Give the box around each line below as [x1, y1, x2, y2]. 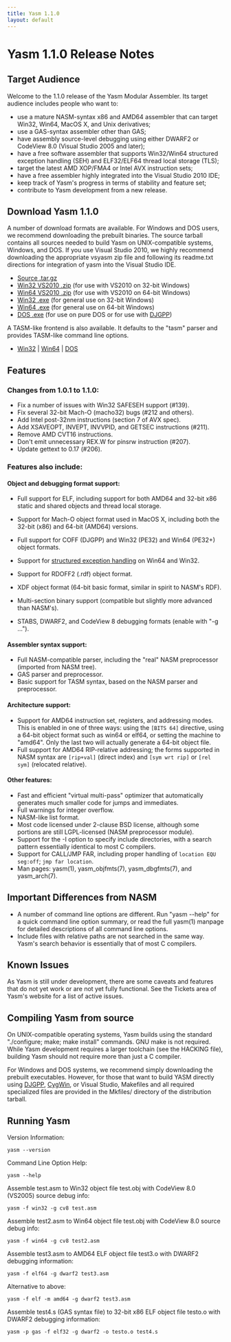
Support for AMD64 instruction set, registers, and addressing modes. [16, 716, 214, 724]
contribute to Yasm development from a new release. [16, 185, 168, 194]
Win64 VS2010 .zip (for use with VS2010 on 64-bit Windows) [16, 289, 190, 297]
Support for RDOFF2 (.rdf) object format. [16, 570, 133, 578]
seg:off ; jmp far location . [16, 857, 94, 865]
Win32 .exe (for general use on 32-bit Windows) [16, 296, 155, 304]
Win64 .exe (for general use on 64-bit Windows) [16, 303, 155, 312]
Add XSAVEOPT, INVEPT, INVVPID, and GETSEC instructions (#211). [16, 423, 210, 431]
